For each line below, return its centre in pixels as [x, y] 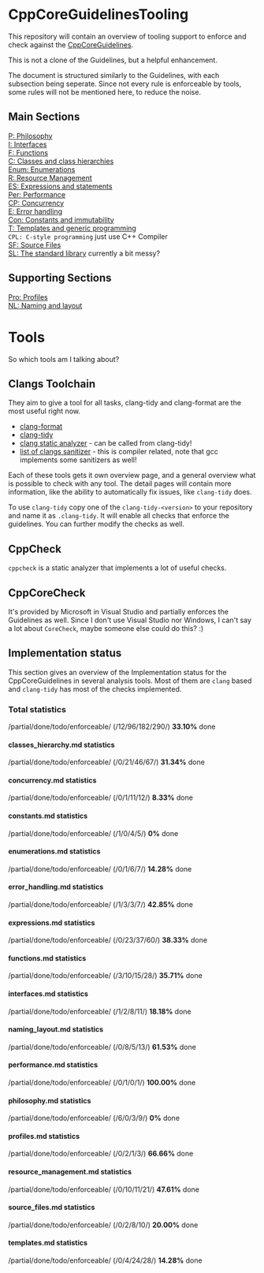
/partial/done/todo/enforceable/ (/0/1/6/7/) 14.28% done [100, 868]
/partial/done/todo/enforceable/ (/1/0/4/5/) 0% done [93, 833]
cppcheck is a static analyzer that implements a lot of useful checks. [117, 568]
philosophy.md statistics [50, 1100]
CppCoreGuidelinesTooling [99, 15]
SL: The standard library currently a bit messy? [84, 253]
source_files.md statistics [52, 1208]
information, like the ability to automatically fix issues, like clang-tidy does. [130, 492]
